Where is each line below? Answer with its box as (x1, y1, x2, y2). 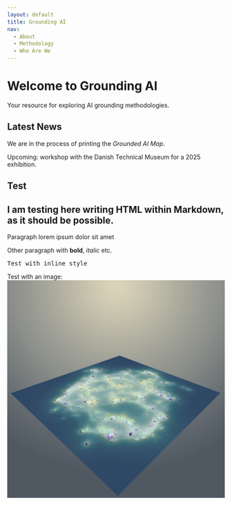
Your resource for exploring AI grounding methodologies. (7, 101, 170, 109)
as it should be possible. (7, 214, 114, 226)
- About (13, 33, 36, 40)
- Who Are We (13, 48, 51, 55)
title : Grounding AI (7, 18, 67, 26)
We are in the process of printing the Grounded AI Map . (7, 139, 166, 148)
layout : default (7, 11, 54, 18)
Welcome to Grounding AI (7, 78, 157, 94)
